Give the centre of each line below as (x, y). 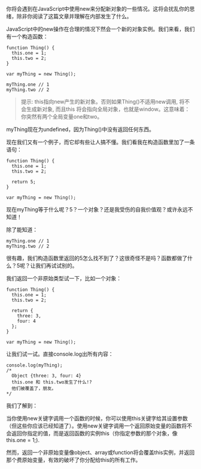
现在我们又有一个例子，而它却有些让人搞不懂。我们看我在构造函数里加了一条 (100, 142)
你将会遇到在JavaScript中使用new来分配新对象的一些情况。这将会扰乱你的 (98, 9)
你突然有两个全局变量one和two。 (62, 117)
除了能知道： (22, 230)
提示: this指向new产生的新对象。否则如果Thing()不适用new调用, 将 (103, 102)
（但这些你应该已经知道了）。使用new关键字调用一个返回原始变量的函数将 (97, 426)
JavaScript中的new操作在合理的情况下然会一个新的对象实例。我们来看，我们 (100, 29)
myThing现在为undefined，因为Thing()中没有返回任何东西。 (80, 129)
